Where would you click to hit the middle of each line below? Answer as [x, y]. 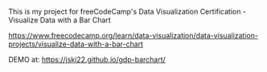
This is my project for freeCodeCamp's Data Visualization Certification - [127, 12]
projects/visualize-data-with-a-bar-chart [76, 44]
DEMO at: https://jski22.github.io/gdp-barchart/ [87, 60]
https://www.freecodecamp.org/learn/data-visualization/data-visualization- [133, 36]
